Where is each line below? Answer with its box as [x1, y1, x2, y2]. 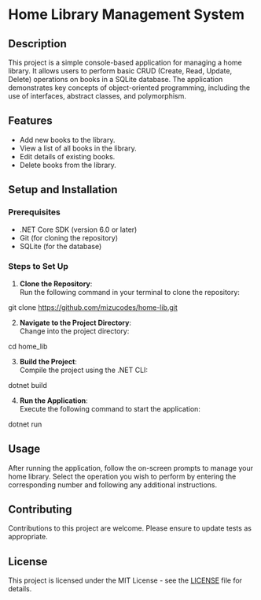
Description [8, 37, 67, 50]
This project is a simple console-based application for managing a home [8, 58, 242, 67]
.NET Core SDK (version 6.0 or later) [19, 225, 138, 234]
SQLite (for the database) [19, 241, 102, 251]
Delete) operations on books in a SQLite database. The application [8, 75, 223, 84]
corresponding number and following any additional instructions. [8, 479, 218, 490]
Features [8, 114, 53, 128]
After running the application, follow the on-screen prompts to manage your [8, 463, 254, 472]
